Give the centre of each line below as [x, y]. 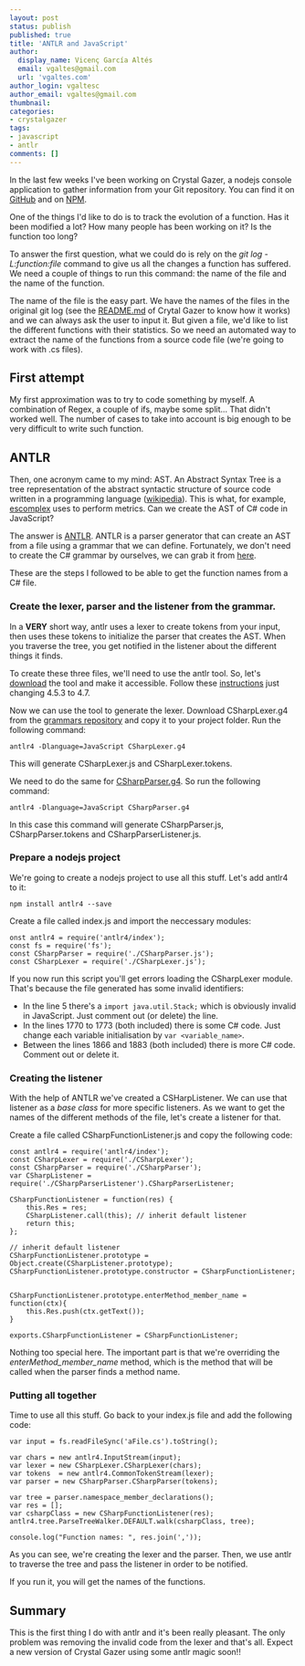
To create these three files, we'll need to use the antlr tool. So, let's [135, 673]
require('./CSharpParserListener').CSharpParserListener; [122, 1184]
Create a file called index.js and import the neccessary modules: [130, 921]
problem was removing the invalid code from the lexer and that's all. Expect [152, 1642]
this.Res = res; [57, 1208]
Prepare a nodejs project [65, 857]
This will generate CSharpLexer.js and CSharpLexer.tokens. [121, 763]
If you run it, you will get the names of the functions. [107, 1582]
